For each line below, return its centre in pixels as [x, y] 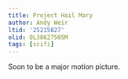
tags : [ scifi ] [31, 45]
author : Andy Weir [38, 23]
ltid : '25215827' [37, 30]
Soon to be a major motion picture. [64, 66]
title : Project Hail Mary [50, 15]
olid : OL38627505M [38, 37]
